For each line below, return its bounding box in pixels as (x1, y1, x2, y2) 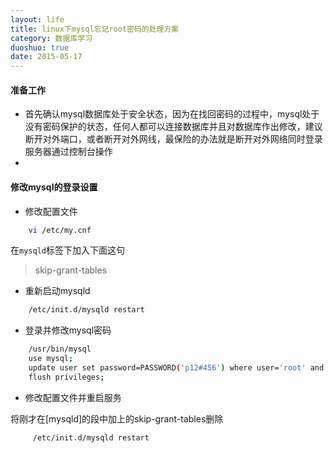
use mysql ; (28, 354, 74, 364)
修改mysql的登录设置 (10, 181, 98, 193)
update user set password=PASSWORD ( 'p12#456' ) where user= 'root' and (28, 363, 325, 373)
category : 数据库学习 (10, 33, 93, 43)
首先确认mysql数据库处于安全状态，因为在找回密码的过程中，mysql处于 (24, 108, 320, 120)
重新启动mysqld (24, 285, 91, 297)
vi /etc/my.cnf (28, 225, 92, 235)
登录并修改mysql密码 (24, 324, 112, 336)
